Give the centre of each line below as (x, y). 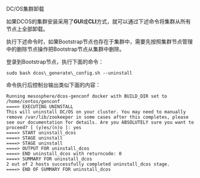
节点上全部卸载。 (27, 29)
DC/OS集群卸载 (25, 9)
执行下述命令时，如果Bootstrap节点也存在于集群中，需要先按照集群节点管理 (100, 42)
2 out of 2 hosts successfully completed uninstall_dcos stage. (88, 164)
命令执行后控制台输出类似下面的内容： (53, 85)
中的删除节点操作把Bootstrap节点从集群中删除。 (66, 49)
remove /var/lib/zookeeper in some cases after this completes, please (97, 117)
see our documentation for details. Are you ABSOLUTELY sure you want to (100, 122)
